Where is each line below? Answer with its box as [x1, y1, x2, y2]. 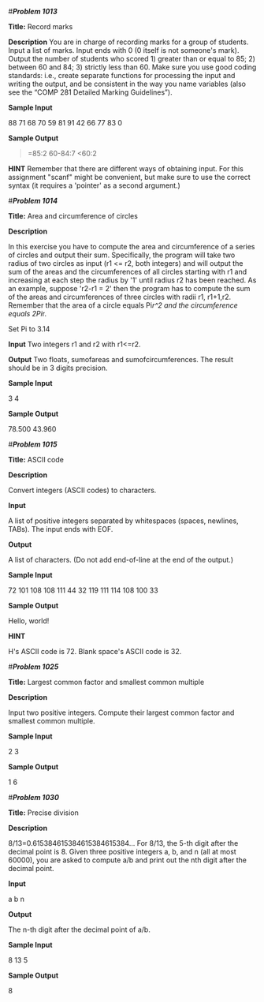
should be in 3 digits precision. [8, 363, 108, 372]
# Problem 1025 [8, 662, 59, 671]
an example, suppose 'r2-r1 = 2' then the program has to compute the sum [8, 284, 251, 293]
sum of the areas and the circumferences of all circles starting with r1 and [8, 267, 247, 276]
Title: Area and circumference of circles [8, 211, 138, 220]
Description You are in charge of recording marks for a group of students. [8, 37, 249, 47]
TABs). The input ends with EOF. [8, 525, 113, 533]
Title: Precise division [8, 808, 79, 817]
